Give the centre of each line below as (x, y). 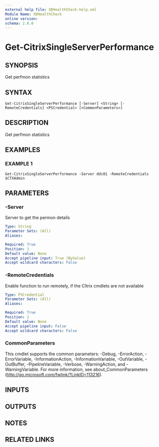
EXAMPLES (23, 150)
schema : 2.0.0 (19, 23)
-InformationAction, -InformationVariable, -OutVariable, (89, 359)
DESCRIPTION (27, 123)
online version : (21, 19)
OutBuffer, (15, 364)
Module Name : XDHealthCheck (34, 14)
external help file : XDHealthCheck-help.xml (51, 10)
